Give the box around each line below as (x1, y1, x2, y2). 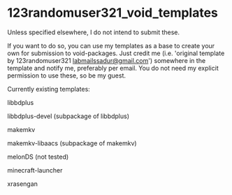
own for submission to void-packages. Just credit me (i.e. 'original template (7, 49, 225, 57)
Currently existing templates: (7, 85, 91, 93)
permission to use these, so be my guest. (7, 71, 126, 80)
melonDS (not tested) (7, 152, 69, 161)
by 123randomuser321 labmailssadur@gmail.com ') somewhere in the (7, 56, 206, 64)
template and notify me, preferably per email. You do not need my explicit (7, 64, 219, 72)
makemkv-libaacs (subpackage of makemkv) (7, 138, 138, 147)
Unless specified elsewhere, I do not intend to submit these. (7, 28, 180, 36)
